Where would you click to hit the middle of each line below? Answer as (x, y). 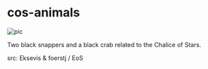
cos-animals (44, 13)
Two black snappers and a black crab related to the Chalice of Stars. (104, 44)
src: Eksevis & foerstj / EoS (45, 58)
